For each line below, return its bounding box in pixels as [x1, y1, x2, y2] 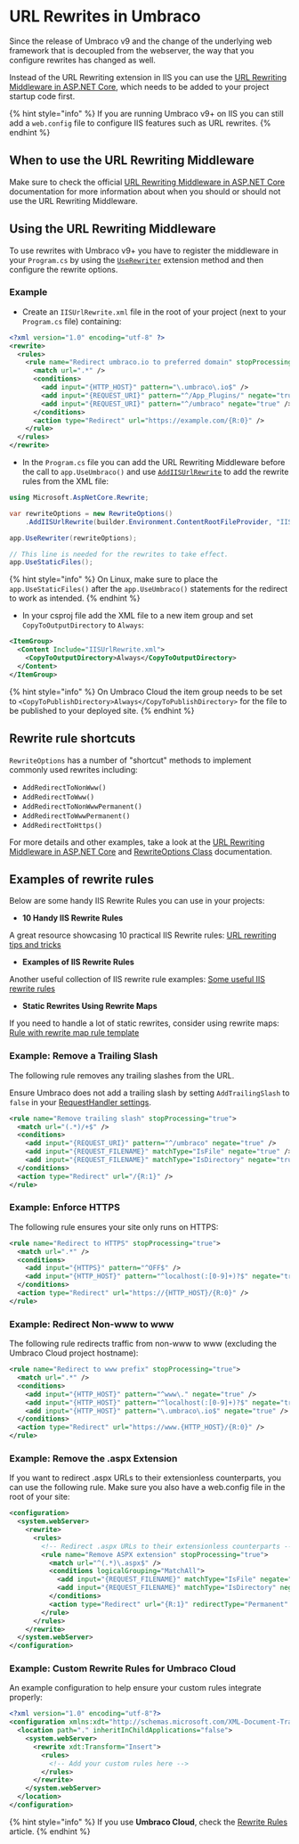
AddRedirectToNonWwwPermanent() [21, 802, 142, 811]
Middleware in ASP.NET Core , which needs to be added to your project [9, 81, 270, 92]
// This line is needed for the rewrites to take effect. [9, 550, 229, 559]
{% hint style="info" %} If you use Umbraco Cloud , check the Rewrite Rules [9, 1816, 287, 1827]
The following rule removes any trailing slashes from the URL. [9, 1070, 235, 1080]
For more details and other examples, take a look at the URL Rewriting [9, 836, 265, 848]
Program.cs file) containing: [21, 316, 122, 326]
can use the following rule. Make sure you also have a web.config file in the [9, 1482, 286, 1493]
